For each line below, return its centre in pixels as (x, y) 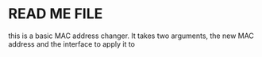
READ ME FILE (56, 14)
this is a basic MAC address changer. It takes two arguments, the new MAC (131, 36)
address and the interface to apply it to (71, 44)
